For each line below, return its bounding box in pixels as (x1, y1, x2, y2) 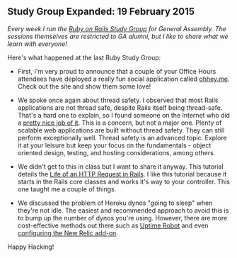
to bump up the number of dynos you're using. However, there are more (17, 213, 228, 222)
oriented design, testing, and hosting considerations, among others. (17, 148, 216, 157)
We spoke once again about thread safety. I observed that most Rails (17, 96, 219, 104)
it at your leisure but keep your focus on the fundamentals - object (17, 141, 212, 150)
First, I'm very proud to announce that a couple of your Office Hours (17, 67, 216, 75)
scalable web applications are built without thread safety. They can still (17, 125, 225, 134)
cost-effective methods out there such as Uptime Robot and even (17, 221, 209, 230)
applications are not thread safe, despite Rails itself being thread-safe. (17, 103, 223, 112)
